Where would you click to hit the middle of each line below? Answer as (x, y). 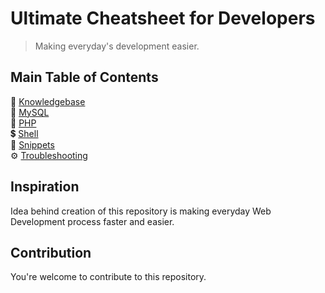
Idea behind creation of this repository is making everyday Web (141, 211)
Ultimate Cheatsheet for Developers (163, 18)
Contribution (51, 252)
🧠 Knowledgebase (48, 101)
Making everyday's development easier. (117, 46)
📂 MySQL (30, 112)
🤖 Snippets (32, 144)
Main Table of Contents (84, 77)
